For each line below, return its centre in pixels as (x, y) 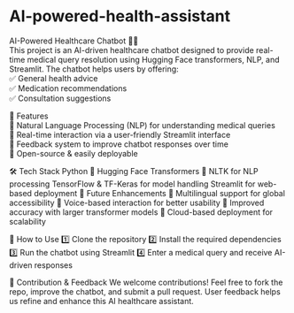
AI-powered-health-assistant (120, 16)
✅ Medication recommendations (68, 88)
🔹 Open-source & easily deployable (74, 153)
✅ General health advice (54, 78)
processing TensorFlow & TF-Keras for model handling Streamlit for (132, 184)
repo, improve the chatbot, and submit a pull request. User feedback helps (145, 291)
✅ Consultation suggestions (60, 98)
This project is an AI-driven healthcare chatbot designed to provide (132, 50)
